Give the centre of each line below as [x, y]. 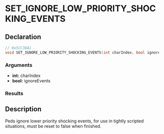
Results [14, 93]
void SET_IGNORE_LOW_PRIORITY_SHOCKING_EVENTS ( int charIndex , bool [75, 52]
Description [23, 109]
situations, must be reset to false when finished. [53, 126]
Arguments [19, 65]
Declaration [23, 37]
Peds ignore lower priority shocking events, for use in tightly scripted [74, 121]
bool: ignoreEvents [31, 81]
